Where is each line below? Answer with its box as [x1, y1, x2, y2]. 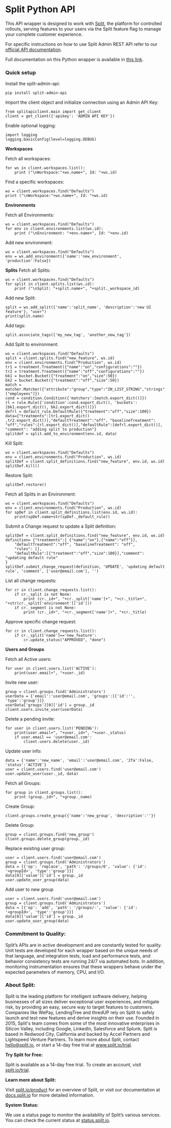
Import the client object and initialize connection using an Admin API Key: [5, 99, 159, 105]
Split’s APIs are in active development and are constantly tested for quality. [5, 942, 162, 948]
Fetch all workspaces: [5, 156, 51, 162]
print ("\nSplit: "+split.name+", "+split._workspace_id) [14, 286, 140, 291]
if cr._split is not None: [14, 592, 72, 597]
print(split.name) [5, 314, 44, 319]
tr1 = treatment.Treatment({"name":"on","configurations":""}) [5, 365, 142, 370]
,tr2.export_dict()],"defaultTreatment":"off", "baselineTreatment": [5, 418, 156, 423]
